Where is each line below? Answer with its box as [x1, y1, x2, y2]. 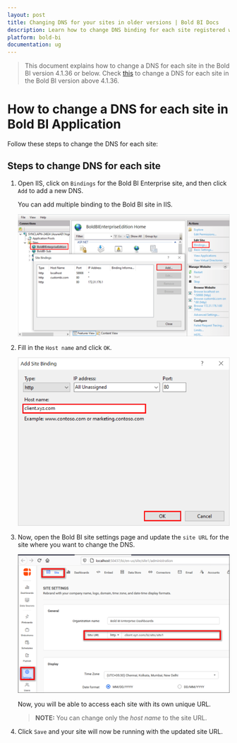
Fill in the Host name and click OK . [17, 343, 112, 351]
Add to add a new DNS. [17, 186, 83, 194]
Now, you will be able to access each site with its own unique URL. [17, 700, 212, 708]
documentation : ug [7, 41, 61, 49]
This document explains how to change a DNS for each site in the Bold [24, 62, 230, 70]
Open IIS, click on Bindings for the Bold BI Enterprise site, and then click [17, 179, 227, 187]
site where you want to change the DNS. [17, 541, 135, 549]
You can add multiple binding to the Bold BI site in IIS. [17, 200, 173, 209]
